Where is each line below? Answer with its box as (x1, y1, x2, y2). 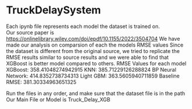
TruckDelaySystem (6, 3, 101, 17)
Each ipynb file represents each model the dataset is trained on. (6, 23, 160, 30)
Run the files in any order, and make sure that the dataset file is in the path (6, 90, 186, 97)
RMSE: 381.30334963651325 (6, 78, 77, 85)
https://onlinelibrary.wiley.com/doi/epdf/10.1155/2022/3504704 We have (6, 35, 180, 42)
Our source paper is (6, 29, 54, 36)
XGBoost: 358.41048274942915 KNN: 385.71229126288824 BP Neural (6, 66, 177, 73)
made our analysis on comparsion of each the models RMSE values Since (6, 41, 184, 48)
